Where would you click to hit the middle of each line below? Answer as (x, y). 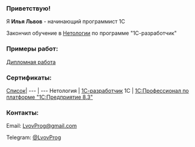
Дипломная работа (31, 62)
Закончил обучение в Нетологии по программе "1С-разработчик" (91, 33)
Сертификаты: (29, 78)
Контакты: (23, 113)
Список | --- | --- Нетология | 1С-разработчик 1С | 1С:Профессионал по (97, 90)
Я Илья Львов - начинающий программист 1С (66, 22)
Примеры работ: (32, 49)
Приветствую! (28, 8)
